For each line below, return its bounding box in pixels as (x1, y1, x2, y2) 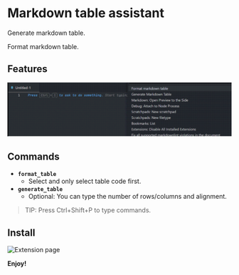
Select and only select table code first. (28, 177, 142, 186)
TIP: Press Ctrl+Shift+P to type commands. (24, 206, 152, 214)
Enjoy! (7, 259, 27, 268)
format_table (17, 171, 57, 178)
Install (7, 227, 36, 239)
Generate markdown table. (7, 28, 85, 37)
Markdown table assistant (7, 5, 165, 21)
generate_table (17, 186, 63, 193)
